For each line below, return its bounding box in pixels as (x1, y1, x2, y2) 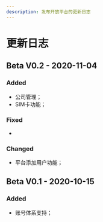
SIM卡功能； (14, 100, 46, 108)
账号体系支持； (14, 209, 52, 216)
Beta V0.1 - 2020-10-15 (6, 176, 95, 187)
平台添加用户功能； (14, 159, 63, 166)
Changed (6, 145, 34, 153)
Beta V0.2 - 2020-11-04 (6, 61, 98, 71)
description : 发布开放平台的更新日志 (6, 8, 91, 15)
